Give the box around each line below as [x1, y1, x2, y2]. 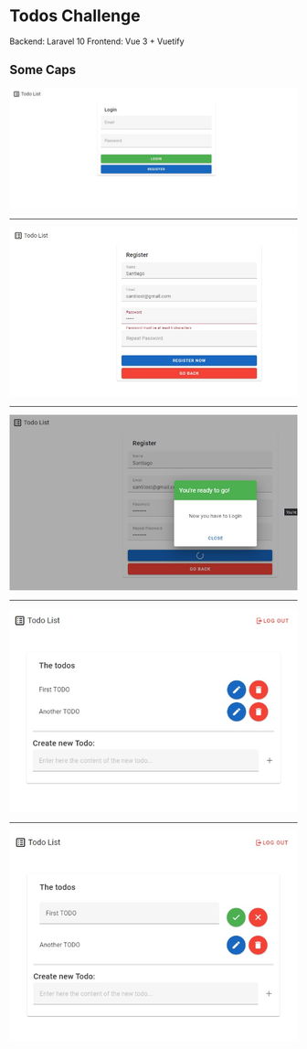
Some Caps [9, 62, 77, 78]
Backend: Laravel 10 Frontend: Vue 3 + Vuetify [9, 36, 185, 47]
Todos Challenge [9, 5, 141, 27]
